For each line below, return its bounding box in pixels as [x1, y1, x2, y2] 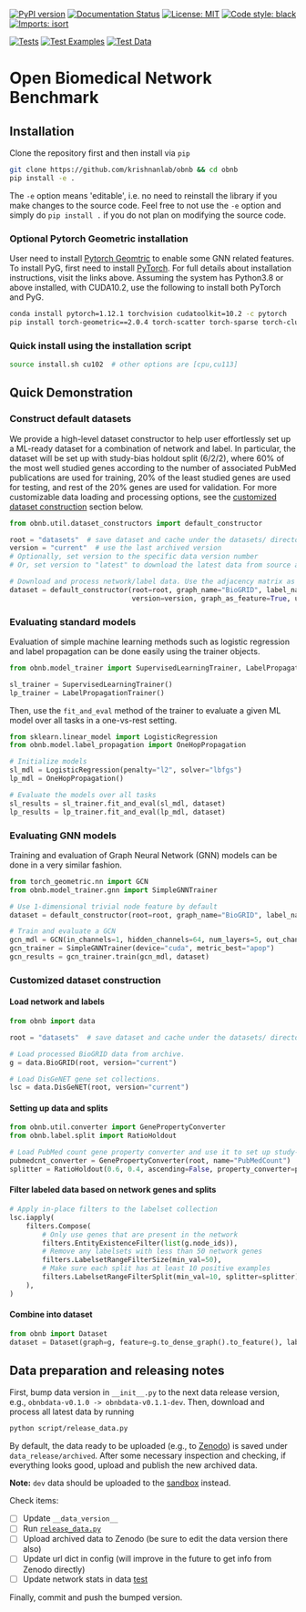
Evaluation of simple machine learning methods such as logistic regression [9, 636, 290, 647]
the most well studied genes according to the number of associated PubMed [9, 462, 297, 473]
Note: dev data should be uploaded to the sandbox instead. [9, 1477, 231, 1489]
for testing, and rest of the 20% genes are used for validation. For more [9, 481, 278, 492]
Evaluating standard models [9, 615, 137, 628]
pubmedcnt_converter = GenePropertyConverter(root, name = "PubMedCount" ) [9, 1156, 291, 1165]
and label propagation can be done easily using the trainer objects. [9, 645, 260, 656]
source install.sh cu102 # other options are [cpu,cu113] [9, 360, 239, 369]
